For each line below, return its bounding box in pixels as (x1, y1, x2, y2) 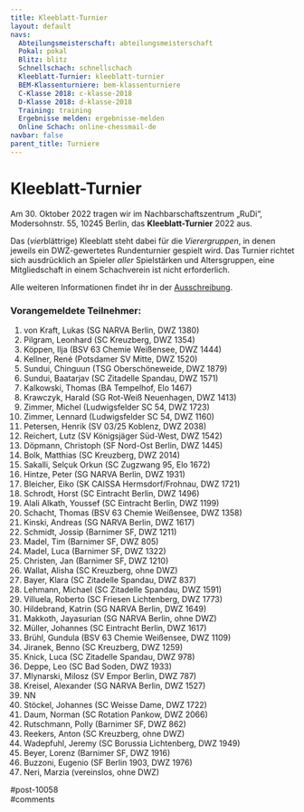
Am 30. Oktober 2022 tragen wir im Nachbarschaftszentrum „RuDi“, (10, 208, 263, 219)
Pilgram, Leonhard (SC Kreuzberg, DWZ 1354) (23, 334, 195, 345)
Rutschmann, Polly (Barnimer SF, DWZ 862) (23, 718, 186, 729)
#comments (10, 793, 55, 805)
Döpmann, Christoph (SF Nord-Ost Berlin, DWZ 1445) (23, 439, 223, 450)
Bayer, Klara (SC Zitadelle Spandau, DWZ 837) (23, 574, 197, 585)
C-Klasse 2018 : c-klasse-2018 (18, 89, 132, 98)
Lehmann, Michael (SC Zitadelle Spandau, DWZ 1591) (23, 584, 223, 595)
